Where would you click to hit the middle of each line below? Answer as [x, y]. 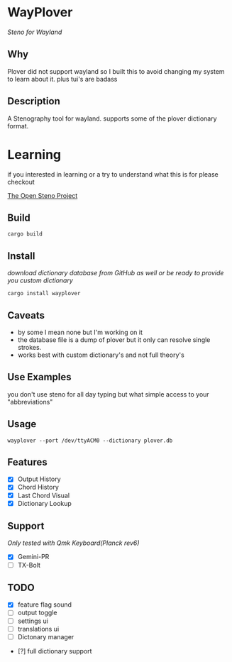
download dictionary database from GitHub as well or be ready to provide [116, 273]
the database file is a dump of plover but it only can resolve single [114, 340]
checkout [21, 182]
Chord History [38, 487]
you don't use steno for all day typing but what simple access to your [108, 394]
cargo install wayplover [44, 294]
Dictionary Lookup [45, 503]
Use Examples [40, 377]
